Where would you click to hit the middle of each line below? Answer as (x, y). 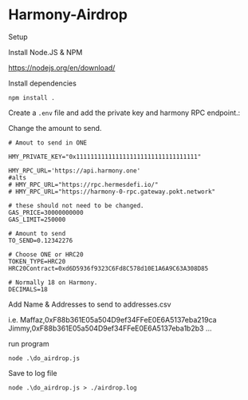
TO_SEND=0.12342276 (41, 240)
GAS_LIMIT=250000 (37, 220)
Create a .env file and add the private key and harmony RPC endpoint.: (124, 113)
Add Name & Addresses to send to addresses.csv (90, 304)
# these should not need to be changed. (77, 205)
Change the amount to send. (55, 128)
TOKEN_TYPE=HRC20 (37, 261)
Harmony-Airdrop (68, 15)
